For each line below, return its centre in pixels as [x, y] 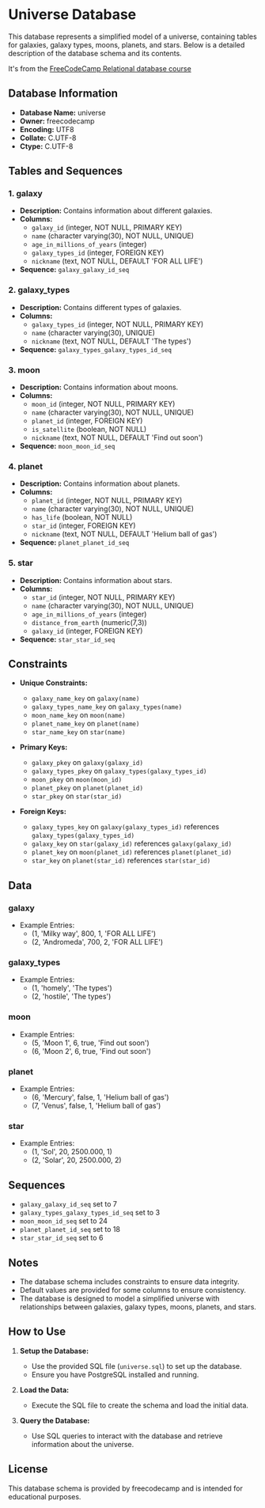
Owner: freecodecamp [57, 121]
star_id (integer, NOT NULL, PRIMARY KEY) [103, 597]
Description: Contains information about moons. [99, 387]
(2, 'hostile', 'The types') [71, 996]
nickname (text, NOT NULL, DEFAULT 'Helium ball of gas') [124, 534]
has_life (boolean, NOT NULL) [82, 517]
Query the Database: [55, 1420]
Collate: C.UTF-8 [48, 138]
